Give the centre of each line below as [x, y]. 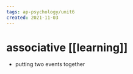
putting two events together [50, 64]
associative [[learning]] [67, 48]
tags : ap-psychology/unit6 [41, 12]
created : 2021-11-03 [33, 18]
